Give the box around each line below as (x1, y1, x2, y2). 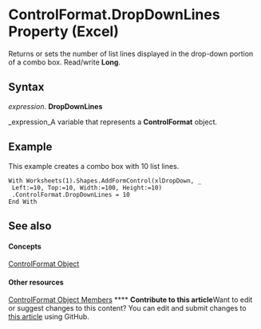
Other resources (8, 277, 64, 287)
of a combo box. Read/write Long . (8, 57, 121, 67)
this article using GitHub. (8, 312, 89, 322)
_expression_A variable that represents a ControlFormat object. (8, 117, 218, 127)
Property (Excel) (8, 22, 120, 41)
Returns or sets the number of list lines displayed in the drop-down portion (8, 49, 254, 58)
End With (8, 198, 38, 206)
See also (8, 219, 52, 233)
